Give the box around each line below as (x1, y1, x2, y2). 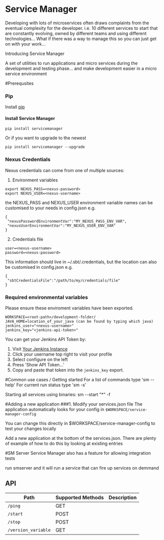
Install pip (5, 104, 25, 110)
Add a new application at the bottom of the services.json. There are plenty (5, 435, 157, 441)
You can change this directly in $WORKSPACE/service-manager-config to (5, 420, 156, 426)
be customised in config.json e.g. (5, 264, 73, 270)
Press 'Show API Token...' (12, 362, 65, 368)
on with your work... (5, 41, 46, 47)
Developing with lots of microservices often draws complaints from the (5, 20, 150, 26)
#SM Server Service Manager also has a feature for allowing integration (5, 450, 151, 456)
